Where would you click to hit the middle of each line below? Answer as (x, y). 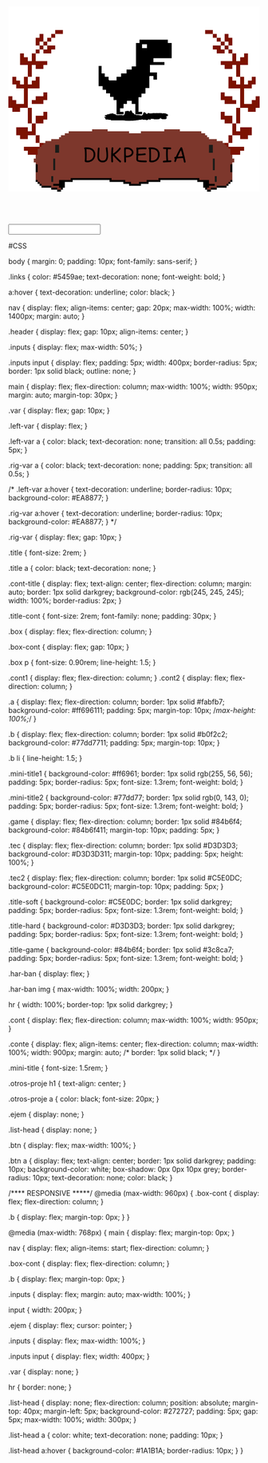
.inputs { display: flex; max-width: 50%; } (75, 347)
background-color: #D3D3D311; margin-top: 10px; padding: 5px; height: (126, 854)
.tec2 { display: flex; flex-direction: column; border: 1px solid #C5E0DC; (125, 878)
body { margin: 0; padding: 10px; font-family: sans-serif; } (103, 262)
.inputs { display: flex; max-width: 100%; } (77, 1341)
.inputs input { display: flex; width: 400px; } (79, 1356)
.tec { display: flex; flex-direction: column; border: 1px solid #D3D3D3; (123, 846)
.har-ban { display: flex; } (49, 974)
